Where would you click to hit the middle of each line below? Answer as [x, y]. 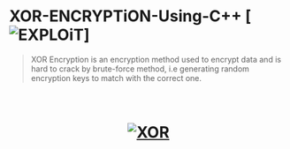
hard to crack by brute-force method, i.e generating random [140, 69]
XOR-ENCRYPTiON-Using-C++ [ [130, 16]
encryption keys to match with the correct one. [116, 78]
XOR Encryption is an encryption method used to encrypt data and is [156, 59]
